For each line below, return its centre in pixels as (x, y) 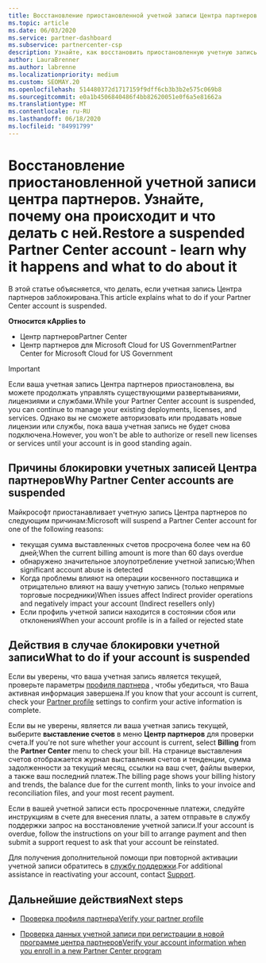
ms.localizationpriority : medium (64, 75)
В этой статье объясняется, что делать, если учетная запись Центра (125, 289)
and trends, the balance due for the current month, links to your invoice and (132, 785)
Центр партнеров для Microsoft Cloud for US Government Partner (128, 345)
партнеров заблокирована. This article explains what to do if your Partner (130, 297)
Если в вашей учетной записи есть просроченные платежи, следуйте (127, 809)
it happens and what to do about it (123, 266)
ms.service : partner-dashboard (60, 38)
